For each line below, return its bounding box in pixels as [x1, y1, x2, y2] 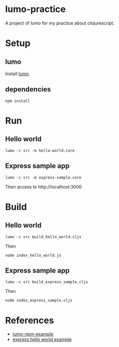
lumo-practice [5, 3, 66, 15]
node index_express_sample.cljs [5, 298, 72, 303]
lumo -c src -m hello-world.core [5, 148, 75, 153]
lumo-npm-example [12, 331, 53, 337]
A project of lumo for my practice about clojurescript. [5, 20, 115, 26]
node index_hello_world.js [5, 252, 61, 258]
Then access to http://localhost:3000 [5, 183, 82, 189]
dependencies [5, 85, 51, 93]
